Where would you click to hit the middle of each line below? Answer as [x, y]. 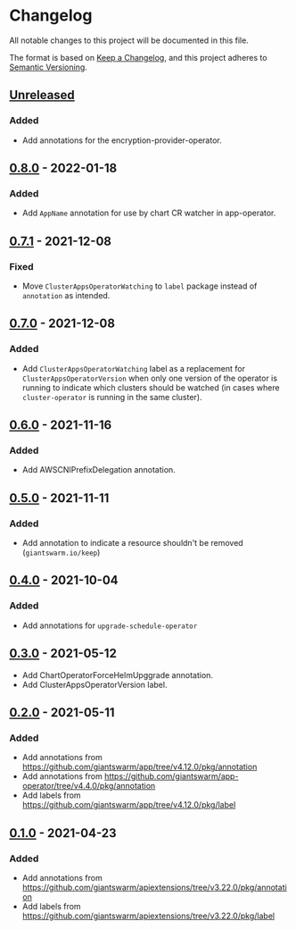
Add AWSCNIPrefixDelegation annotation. [99, 470]
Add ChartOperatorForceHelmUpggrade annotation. [118, 674]
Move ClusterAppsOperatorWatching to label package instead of [140, 286]
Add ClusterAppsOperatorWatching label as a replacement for [133, 368]
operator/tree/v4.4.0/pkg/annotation [89, 786]
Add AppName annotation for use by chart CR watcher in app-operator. [149, 213]
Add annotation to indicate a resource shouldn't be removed [132, 543]
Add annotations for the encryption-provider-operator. [122, 140]
